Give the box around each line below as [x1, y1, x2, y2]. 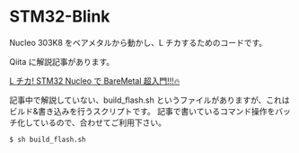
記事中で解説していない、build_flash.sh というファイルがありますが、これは [9, 94, 290, 105]
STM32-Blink [9, 6, 110, 27]
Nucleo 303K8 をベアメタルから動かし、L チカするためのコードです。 [9, 37, 268, 48]
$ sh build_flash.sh [9, 135, 87, 144]
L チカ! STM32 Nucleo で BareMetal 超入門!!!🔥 [9, 75, 180, 86]
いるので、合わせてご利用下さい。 [40, 117, 167, 128]
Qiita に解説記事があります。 [9, 56, 115, 67]
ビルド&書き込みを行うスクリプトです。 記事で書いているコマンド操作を [9, 105, 276, 116]
